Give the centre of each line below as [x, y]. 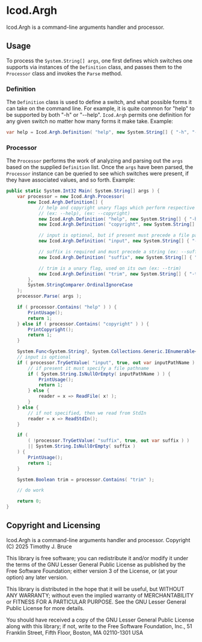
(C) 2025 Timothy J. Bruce [39, 546]
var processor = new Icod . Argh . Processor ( [71, 197]
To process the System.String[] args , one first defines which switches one [99, 60]
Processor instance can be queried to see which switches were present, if [98, 174]
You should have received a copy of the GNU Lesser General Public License [100, 620]
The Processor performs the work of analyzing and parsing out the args [95, 161]
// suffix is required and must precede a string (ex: [109, 252]
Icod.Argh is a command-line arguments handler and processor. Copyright [98, 540]
